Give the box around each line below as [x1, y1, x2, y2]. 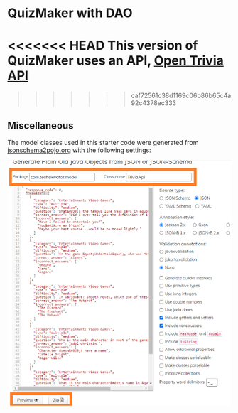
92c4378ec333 [131, 99, 176, 107]
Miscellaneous [7, 119, 74, 132]
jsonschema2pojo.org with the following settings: [7, 146, 151, 154]
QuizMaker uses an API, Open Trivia [7, 53, 224, 69]
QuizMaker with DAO [7, 5, 133, 21]
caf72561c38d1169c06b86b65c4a [131, 91, 232, 100]
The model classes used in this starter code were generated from [7, 138, 199, 146]
